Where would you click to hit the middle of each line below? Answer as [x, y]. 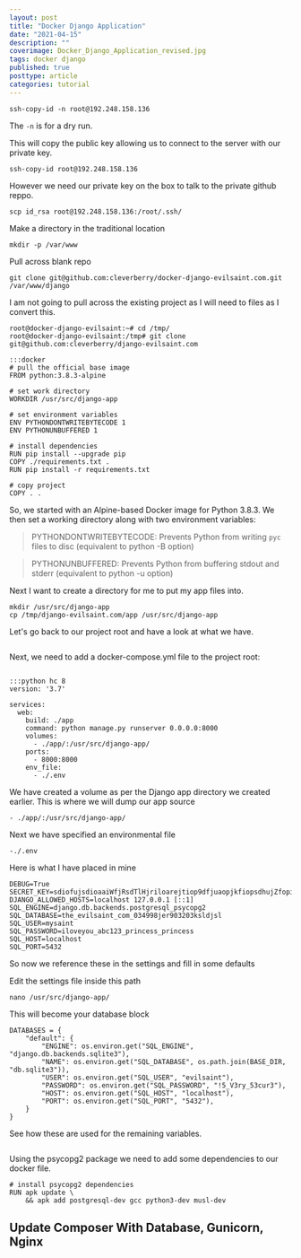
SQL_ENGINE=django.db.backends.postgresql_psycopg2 [107, 907]
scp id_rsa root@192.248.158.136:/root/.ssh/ [95, 212]
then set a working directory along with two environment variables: [133, 519]
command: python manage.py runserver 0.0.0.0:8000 [122, 728]
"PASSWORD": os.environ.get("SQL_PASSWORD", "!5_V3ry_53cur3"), [164, 1085]
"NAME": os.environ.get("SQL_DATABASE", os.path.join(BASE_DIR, [164, 1061]
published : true [39, 68]
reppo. [21, 195]
